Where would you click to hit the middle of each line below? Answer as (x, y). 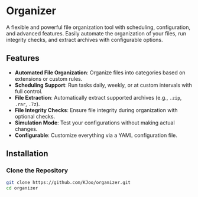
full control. (29, 91)
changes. (26, 129)
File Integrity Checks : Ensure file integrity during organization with (96, 110)
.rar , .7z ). (27, 104)
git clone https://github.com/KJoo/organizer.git (69, 183)
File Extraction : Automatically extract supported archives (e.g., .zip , (98, 97)
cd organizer (22, 188)
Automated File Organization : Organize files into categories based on (100, 73)
